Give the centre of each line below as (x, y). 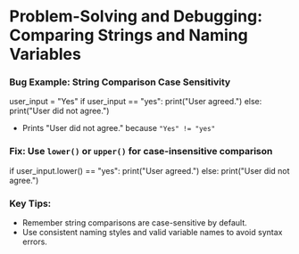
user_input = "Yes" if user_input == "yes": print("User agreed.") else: (136, 102)
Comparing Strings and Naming (129, 35)
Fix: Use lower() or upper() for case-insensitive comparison (141, 152)
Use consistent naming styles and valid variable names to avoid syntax (152, 233)
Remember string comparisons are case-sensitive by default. (134, 223)
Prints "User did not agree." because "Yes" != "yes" (119, 128)
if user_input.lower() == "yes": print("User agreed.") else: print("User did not (149, 170)
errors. (34, 242)
